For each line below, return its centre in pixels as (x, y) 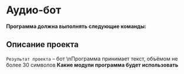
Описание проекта (42, 45)
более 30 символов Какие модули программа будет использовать (92, 65)
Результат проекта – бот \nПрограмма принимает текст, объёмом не (92, 58)
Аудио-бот (34, 10)
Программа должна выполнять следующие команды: (76, 26)
